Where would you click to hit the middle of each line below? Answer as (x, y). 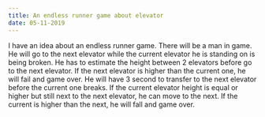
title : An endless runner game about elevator (86, 15)
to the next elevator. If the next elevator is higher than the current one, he (127, 70)
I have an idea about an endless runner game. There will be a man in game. (130, 45)
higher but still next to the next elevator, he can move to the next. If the (123, 96)
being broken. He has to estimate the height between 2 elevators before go (130, 62)
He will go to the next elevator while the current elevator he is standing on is (132, 54)
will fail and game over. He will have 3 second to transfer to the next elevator (132, 79)
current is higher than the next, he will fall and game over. (102, 104)
